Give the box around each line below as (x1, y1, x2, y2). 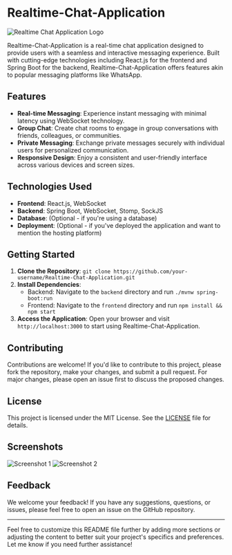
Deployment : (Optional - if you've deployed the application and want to (17, 221, 221, 229)
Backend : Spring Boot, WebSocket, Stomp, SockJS (17, 206, 164, 215)
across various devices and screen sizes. (17, 161, 135, 169)
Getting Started (7, 248, 75, 261)
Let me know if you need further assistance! (7, 540, 133, 548)
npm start (27, 308, 57, 316)
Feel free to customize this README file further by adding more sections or (7, 525, 221, 534)
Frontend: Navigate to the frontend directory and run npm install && (27, 301, 222, 310)
